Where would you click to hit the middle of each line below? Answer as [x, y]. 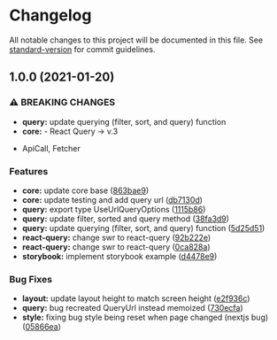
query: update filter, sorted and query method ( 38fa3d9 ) [126, 219]
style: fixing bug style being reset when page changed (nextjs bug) [145, 317]
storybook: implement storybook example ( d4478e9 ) [119, 256]
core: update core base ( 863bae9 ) [85, 190]
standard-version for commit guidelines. [82, 49]
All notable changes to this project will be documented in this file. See [136, 40]
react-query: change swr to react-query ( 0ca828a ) [116, 247]
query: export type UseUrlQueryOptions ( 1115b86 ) [114, 209]
